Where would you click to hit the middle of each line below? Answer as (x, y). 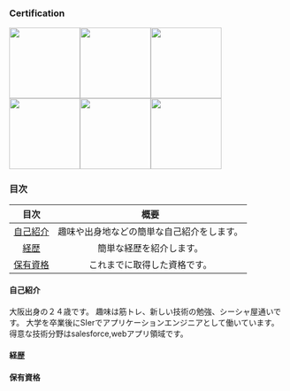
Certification (37, 13)
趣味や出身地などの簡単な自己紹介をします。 (150, 231)
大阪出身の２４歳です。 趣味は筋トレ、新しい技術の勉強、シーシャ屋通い (141, 311)
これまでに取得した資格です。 (150, 264)
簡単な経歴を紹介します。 (150, 248)
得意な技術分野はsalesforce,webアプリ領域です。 (99, 333)
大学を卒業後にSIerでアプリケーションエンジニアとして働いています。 (153, 322)
